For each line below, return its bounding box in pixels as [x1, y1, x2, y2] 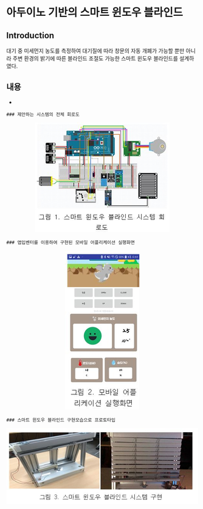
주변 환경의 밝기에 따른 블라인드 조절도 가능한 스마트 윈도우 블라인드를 [12, 55, 178, 62]
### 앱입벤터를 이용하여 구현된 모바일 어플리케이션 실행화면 [6, 239, 135, 246]
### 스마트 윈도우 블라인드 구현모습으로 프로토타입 [6, 417, 115, 423]
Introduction [6, 30, 55, 40]
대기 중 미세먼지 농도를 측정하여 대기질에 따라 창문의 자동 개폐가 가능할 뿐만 [6, 47, 185, 54]
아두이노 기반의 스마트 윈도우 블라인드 [6, 5, 184, 20]
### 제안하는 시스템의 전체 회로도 [6, 111, 80, 118]
